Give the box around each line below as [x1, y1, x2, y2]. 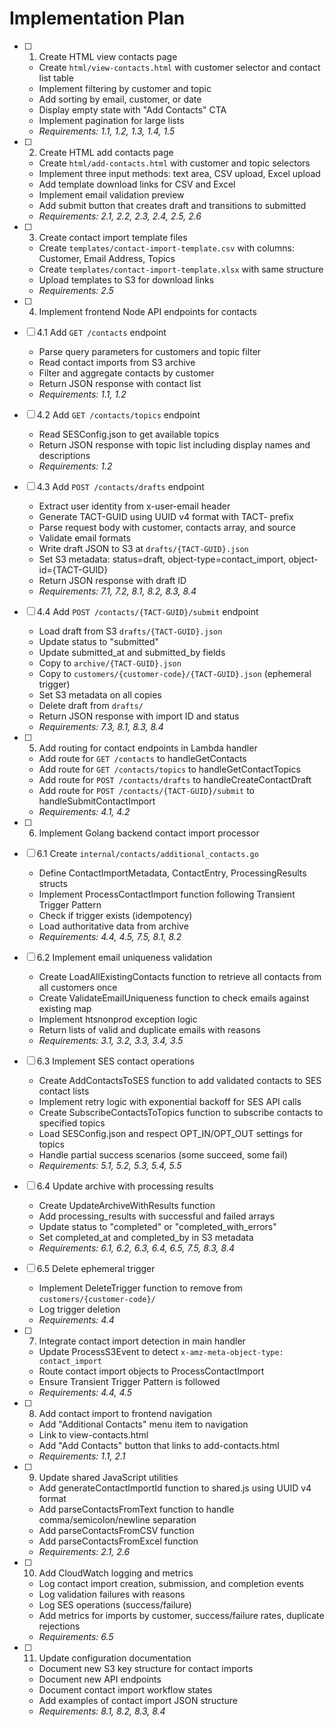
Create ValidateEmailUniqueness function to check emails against [38, 992, 310, 1004]
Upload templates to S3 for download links [38, 273, 215, 286]
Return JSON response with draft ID [38, 574, 187, 586]
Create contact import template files [38, 231, 188, 243]
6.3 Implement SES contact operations [36, 1055, 195, 1067]
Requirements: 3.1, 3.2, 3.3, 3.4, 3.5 [38, 1034, 184, 1046]
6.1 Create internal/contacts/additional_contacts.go [36, 847, 259, 859]
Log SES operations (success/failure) [38, 1598, 192, 1611]
